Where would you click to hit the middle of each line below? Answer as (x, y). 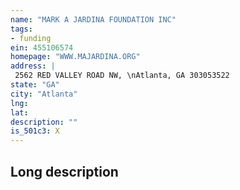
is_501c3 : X (35, 131)
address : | (33, 66)
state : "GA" (35, 85)
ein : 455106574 (42, 47)
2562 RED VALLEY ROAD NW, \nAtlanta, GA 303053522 (122, 76)
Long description (64, 171)
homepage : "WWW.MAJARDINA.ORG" (75, 57)
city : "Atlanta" (44, 94)
